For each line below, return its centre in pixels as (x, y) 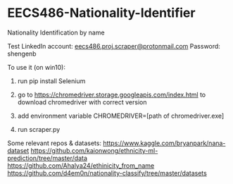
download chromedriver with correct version (82, 102)
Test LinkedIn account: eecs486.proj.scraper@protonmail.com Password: (114, 46)
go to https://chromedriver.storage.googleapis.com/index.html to (112, 94)
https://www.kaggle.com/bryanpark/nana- (164, 143)
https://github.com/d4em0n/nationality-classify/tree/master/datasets (107, 173)
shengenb (22, 54)
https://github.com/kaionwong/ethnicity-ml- (94, 150)
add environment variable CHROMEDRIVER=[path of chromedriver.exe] (121, 116)
